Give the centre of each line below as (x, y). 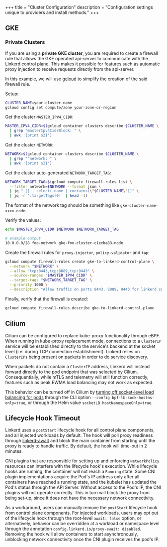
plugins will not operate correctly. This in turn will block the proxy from (78, 493)
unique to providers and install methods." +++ (52, 12)
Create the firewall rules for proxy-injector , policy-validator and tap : (78, 252)
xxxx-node (15, 211)
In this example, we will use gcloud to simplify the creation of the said (76, 79)
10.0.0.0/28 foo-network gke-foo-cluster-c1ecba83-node (64, 243)
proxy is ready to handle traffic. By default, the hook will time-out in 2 (76, 446)
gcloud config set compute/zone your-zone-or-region (61, 107)
